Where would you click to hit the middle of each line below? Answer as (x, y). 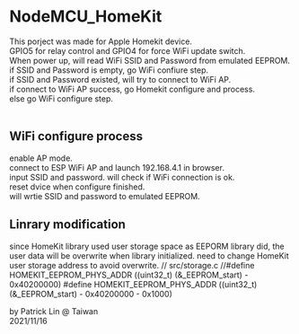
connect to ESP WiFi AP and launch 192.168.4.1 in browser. (117, 167)
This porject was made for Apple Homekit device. (101, 41)
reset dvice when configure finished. (77, 187)
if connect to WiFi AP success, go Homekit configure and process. (132, 89)
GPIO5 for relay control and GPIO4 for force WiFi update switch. (128, 50)
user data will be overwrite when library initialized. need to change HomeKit (149, 255)
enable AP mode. (41, 158)
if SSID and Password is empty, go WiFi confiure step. (109, 70)
